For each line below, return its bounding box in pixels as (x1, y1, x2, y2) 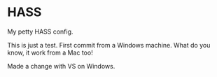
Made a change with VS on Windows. (7, 62, 115, 70)
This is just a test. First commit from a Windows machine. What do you (7, 41, 211, 49)
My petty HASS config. (7, 27, 73, 36)
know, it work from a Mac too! (7, 48, 93, 57)
